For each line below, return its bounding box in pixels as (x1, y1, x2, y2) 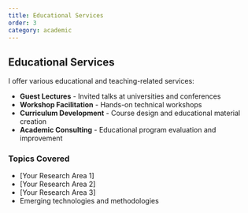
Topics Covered (8, 153, 70, 164)
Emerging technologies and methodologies (19, 196, 159, 206)
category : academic (8, 26, 72, 34)
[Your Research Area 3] (19, 188, 96, 197)
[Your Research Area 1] (19, 171, 94, 181)
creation (19, 117, 47, 126)
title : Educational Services (8, 11, 104, 20)
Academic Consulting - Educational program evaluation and (19, 125, 217, 135)
